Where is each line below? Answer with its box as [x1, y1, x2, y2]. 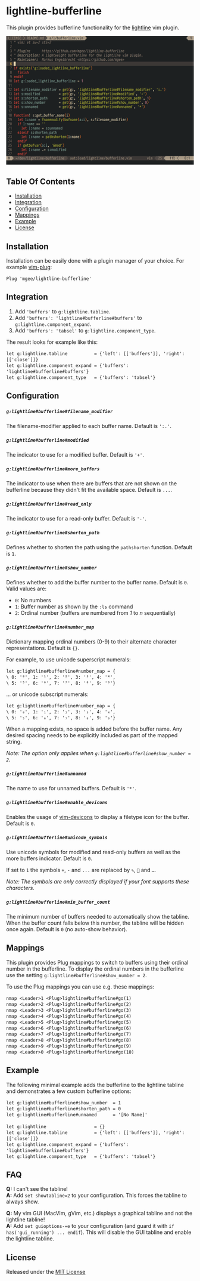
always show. [6, 1198, 39, 1205]
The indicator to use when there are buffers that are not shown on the [6, 480, 177, 487]
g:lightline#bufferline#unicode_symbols [6, 835, 108, 840]
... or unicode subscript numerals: [6, 691, 89, 698]
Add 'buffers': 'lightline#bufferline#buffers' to [14, 314, 142, 321]
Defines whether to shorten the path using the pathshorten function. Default [6, 544, 192, 551]
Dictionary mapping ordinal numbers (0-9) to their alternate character [6, 638, 177, 645]
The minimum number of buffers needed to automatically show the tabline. [6, 913, 189, 920]
